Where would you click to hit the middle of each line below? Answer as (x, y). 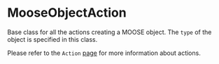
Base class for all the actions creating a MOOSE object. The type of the (109, 32)
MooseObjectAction (67, 13)
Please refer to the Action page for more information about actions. (104, 53)
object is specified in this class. (52, 39)
